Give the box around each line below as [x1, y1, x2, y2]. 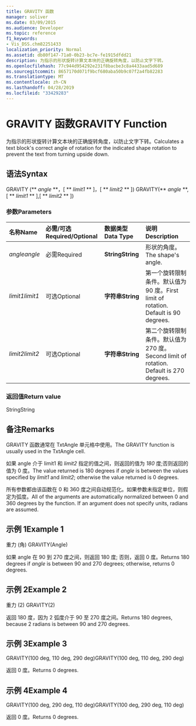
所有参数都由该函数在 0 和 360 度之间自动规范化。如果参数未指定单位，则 [6, 485, 183, 492]
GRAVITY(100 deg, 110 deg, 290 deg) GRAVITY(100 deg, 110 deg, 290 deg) [6, 655, 184, 662]
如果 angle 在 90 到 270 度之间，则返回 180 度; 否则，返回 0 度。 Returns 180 [6, 553, 190, 560]
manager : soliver [6, 14, 48, 20]
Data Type [104, 232, 134, 240]
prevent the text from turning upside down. [6, 150, 110, 157]
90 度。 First [145, 286, 179, 294]
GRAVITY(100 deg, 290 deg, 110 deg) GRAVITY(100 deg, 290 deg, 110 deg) [6, 701, 184, 708]
